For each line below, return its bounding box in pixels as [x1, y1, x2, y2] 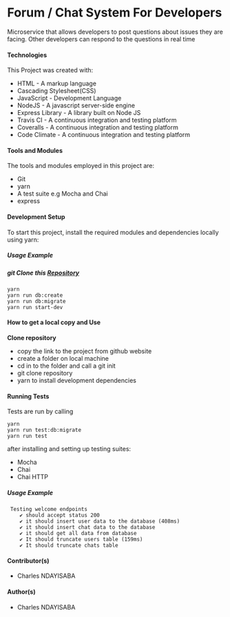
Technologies [7, 50, 48, 59]
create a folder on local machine [17, 355, 109, 363]
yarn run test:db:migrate [7, 427, 81, 434]
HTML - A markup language [17, 79, 96, 87]
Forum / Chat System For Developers [7, 5, 222, 21]
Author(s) [7, 587, 36, 596]
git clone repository [17, 369, 73, 377]
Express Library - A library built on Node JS [17, 109, 141, 117]
